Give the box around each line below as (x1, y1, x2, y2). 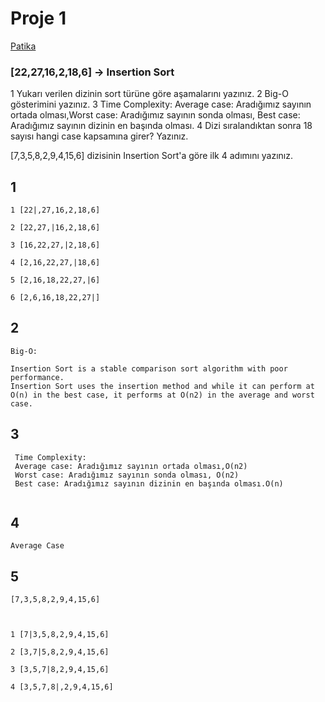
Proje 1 (10, 7, 67, 30)
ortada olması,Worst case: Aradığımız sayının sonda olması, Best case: (10, 109, 301, 121)
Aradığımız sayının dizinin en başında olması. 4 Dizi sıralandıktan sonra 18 (10, 120, 313, 132)
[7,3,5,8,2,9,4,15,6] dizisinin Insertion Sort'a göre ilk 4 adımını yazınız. (10, 150, 294, 162)
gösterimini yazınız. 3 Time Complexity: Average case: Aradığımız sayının (10, 98, 312, 111)
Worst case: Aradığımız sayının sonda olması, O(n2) (14, 470, 240, 480)
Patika (10, 40, 37, 52)
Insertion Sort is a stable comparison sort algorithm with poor (10, 363, 288, 374)
